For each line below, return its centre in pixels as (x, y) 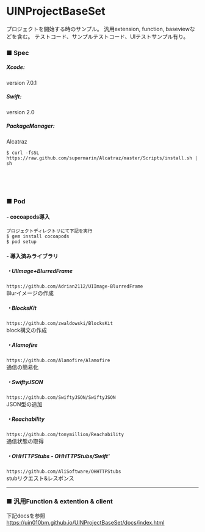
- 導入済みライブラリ (32, 256)
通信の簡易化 (22, 367)
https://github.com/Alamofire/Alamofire (59, 360)
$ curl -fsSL (23, 153)
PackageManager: (31, 126)
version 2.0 (20, 112)
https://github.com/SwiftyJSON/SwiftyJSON (61, 397)
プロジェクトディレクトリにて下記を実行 (49, 231)
